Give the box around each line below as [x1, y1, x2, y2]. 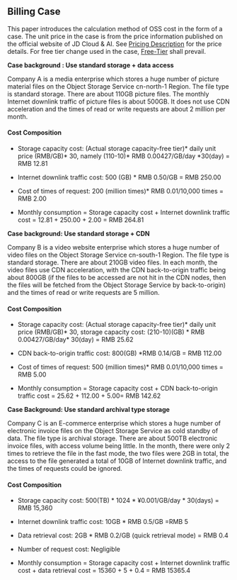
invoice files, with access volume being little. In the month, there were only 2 [7, 442, 231, 450]
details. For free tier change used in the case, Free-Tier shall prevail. [7, 47, 207, 55]
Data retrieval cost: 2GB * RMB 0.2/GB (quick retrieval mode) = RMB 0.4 [17, 531, 229, 540]
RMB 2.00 [17, 194, 47, 203]
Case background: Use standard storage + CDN [7, 230, 150, 238]
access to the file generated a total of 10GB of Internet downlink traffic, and [7, 457, 227, 465]
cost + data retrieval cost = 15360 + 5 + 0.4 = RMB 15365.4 [17, 567, 191, 575]
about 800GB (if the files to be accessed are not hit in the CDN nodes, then [7, 273, 226, 282]
